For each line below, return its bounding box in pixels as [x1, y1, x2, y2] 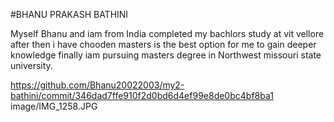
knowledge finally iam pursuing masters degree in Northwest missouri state [10, 49, 322, 61]
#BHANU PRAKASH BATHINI [10, 9, 129, 20]
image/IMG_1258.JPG [10, 100, 98, 112]
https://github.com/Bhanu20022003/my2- [10, 79, 185, 91]
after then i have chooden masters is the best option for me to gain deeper [10, 39, 317, 50]
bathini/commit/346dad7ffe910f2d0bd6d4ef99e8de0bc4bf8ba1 [10, 90, 274, 101]
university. [10, 60, 53, 71]
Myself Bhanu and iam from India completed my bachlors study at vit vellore [10, 28, 325, 39]
